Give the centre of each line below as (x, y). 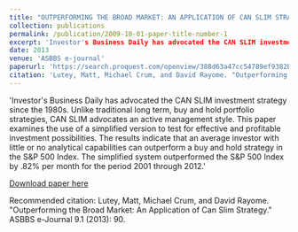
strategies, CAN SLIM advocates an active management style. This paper (143, 119)
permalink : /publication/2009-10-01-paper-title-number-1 (118, 34)
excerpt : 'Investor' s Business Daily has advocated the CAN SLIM (133, 42)
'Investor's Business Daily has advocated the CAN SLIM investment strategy (148, 100)
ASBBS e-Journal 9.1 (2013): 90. (67, 219)
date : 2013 (29, 50)
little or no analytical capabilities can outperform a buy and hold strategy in (146, 147)
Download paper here (49, 183)
